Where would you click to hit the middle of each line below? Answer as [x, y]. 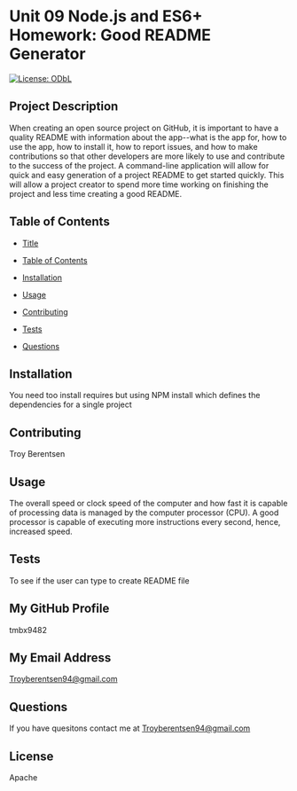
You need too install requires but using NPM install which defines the [135, 395]
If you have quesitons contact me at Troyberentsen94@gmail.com [130, 728]
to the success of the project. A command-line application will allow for [139, 165]
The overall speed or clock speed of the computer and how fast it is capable [148, 503]
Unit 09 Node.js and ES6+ [106, 16]
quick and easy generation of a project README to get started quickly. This [147, 175]
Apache [23, 778]
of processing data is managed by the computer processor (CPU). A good [144, 513]
